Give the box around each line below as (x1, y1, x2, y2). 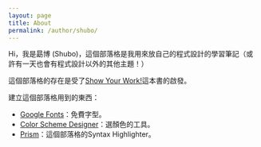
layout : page (8, 11, 52, 20)
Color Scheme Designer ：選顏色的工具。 (19, 120, 155, 130)
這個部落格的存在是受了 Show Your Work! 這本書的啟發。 (8, 76, 192, 86)
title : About (8, 19, 52, 27)
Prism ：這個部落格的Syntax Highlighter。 (19, 130, 156, 139)
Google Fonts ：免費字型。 (19, 110, 106, 119)
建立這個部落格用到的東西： (8, 93, 100, 103)
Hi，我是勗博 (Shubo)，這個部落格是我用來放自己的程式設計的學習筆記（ (8, 49, 247, 59)
